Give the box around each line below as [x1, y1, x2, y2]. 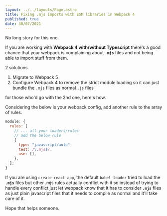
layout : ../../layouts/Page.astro [5, 7, 77, 12]
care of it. [5, 195, 25, 202]
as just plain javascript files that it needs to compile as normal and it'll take [5, 190, 158, 196]
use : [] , [18, 151, 37, 157]
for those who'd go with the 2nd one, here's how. [5, 95, 106, 101]
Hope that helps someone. [5, 205, 60, 211]
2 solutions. [5, 65, 29, 71]
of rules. [5, 109, 22, 115]
